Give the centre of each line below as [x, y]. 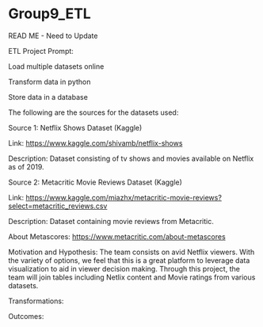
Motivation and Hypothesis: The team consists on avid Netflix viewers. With [131, 252]
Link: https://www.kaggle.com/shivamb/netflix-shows [95, 143]
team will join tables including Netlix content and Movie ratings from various [132, 277]
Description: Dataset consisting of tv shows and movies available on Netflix [131, 158]
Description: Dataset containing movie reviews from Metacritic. [111, 221]
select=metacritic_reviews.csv [58, 206]
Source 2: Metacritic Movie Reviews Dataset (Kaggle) [95, 182]
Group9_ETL [50, 14]
